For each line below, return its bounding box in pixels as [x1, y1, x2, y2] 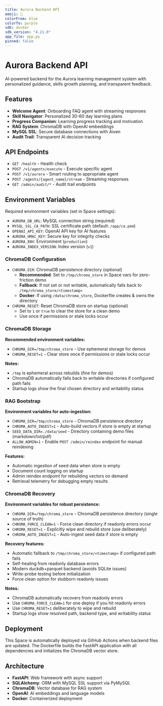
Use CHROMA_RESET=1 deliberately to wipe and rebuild [12, 605, 116, 611]
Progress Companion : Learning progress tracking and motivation [12, 118, 143, 124]
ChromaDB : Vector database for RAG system [12, 685, 102, 691]
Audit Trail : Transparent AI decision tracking [12, 134, 101, 140]
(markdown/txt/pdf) [12, 434, 52, 440]
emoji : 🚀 [5, 12, 23, 17]
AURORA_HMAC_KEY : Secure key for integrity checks [12, 233, 110, 239]
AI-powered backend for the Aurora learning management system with [5, 76, 147, 82]
